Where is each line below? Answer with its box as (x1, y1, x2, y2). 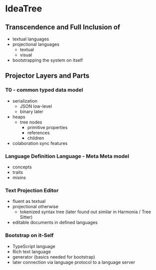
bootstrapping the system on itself (12, 57, 83, 63)
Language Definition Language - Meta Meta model (5, 152, 130, 159)
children (27, 135, 44, 141)
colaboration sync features (12, 140, 68, 146)
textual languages (12, 36, 49, 42)
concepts (12, 164, 32, 170)
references (27, 130, 50, 135)
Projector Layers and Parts (5, 72, 90, 80)
